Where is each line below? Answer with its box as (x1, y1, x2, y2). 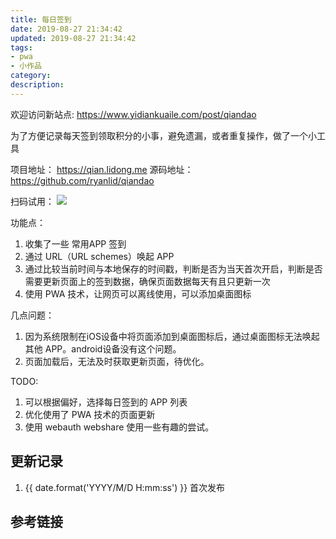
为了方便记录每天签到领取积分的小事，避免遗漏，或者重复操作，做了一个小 (10, 129, 317, 141)
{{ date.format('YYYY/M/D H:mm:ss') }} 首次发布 (24, 481, 226, 493)
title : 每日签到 (10, 14, 72, 25)
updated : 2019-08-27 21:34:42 (10, 33, 137, 43)
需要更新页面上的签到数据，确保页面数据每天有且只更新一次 (24, 275, 271, 287)
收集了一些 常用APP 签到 (24, 237, 127, 250)
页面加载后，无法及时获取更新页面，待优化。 (24, 355, 210, 367)
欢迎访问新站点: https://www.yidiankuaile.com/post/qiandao (10, 108, 257, 120)
